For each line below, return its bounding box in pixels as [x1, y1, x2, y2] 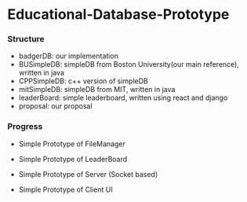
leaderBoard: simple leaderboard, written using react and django [18, 93, 228, 103]
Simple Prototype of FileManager [18, 139, 126, 149]
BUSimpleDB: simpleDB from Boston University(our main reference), [18, 60, 240, 69]
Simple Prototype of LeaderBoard [18, 154, 128, 163]
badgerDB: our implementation [18, 51, 118, 61]
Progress [7, 121, 43, 132]
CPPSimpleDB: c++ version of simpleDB [18, 76, 148, 86]
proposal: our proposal [18, 101, 93, 111]
